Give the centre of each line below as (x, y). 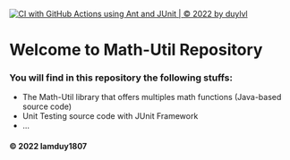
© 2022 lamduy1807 (48, 147)
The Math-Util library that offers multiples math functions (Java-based (152, 97)
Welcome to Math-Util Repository (136, 50)
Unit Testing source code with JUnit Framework (110, 116)
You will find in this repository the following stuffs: (121, 78)
